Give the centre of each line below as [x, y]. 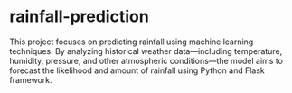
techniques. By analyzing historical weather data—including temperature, [146, 51]
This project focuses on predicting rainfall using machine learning [132, 42]
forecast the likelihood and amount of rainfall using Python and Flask [137, 70]
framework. [31, 79]
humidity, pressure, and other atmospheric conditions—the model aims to [146, 60]
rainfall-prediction [79, 17]
